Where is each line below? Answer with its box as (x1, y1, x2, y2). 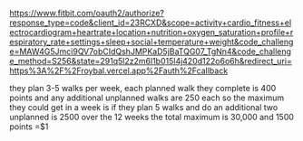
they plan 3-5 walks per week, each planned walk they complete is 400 (9, 83, 277, 93)
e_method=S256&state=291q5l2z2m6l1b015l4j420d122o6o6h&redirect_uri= (9, 56, 292, 66)
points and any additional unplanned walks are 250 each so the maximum (9, 92, 284, 103)
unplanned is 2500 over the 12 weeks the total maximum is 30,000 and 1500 (9, 112, 295, 122)
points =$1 (9, 121, 49, 132)
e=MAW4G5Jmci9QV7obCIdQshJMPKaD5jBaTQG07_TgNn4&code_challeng (9, 46, 292, 57)
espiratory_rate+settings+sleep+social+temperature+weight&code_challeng (9, 36, 294, 47)
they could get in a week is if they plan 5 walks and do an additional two (9, 102, 279, 112)
